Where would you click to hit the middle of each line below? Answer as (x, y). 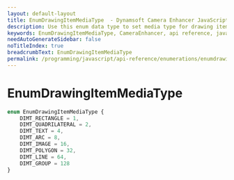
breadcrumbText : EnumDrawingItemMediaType (70, 53)
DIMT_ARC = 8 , (40, 138)
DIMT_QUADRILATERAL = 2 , (56, 125)
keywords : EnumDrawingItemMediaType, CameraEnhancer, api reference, (110, 33)
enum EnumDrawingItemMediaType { (56, 112)
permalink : (23, 59)
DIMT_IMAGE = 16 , (45, 144)
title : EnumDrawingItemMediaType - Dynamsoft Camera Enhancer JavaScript (118, 20)
